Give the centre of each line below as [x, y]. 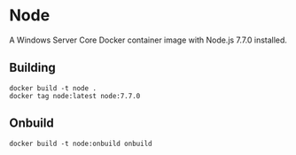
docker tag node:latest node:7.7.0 [75, 96]
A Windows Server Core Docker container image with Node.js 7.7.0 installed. [148, 40]
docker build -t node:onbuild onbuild [81, 143]
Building [32, 68]
